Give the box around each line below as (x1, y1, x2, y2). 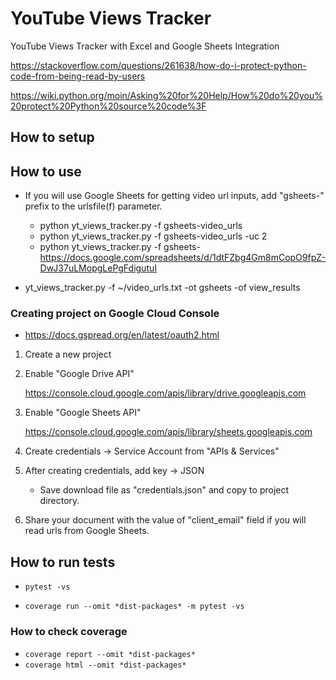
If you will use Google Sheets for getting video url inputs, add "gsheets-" (24, 190, 325, 202)
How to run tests (10, 553, 116, 571)
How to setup (10, 129, 95, 146)
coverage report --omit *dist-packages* (24, 649, 196, 659)
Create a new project (24, 348, 112, 361)
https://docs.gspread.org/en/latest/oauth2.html (24, 329, 220, 341)
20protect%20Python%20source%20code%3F (10, 100, 207, 112)
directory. (39, 495, 80, 507)
